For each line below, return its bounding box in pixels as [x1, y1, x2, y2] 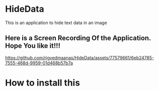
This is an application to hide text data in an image [5, 20, 107, 26]
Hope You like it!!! [5, 42, 61, 50]
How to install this [5, 77, 80, 88]
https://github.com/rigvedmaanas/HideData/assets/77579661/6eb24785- [5, 55, 154, 61]
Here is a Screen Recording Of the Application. [5, 34, 151, 42]
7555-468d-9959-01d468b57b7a [5, 60, 73, 66]
